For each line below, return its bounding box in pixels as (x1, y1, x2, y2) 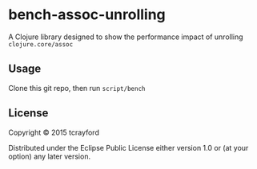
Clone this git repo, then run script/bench (8, 83, 146, 92)
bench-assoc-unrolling (8, 6, 166, 24)
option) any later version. (8, 151, 90, 161)
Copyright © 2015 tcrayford (8, 128, 100, 137)
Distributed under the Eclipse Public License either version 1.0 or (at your (8, 143, 249, 152)
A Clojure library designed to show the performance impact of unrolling (8, 32, 243, 41)
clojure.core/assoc (8, 40, 74, 49)
